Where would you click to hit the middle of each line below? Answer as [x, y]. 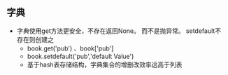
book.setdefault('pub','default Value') [80, 56]
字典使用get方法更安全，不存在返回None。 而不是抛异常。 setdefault [116, 31]
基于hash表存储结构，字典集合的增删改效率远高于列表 [105, 64]
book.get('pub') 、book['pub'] [70, 48]
